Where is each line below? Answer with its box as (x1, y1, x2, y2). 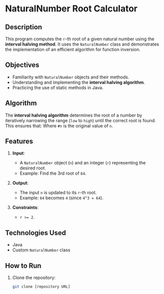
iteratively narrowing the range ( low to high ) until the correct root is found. (5, 117, 156, 123)
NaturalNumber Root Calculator (5, 3, 138, 14)
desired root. (19, 165, 46, 171)
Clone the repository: (12, 275, 56, 281)
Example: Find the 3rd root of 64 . (19, 170, 87, 176)
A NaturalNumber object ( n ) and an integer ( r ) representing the (19, 160, 146, 166)
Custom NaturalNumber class (12, 247, 70, 253)
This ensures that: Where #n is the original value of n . (5, 123, 113, 129)
